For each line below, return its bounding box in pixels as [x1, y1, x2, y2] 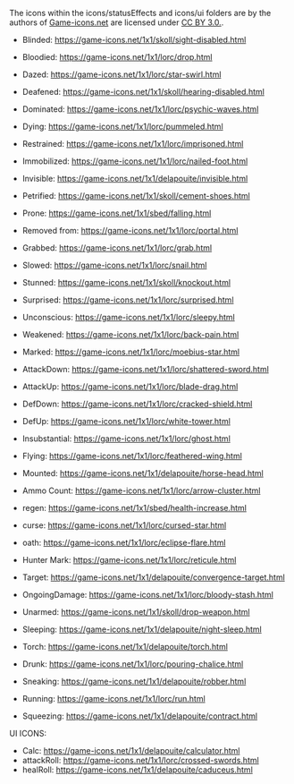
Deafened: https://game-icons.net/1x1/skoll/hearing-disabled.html [21, 87, 265, 97]
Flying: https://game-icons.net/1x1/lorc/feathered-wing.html [21, 451, 243, 461]
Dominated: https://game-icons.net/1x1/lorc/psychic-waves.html [21, 104, 259, 115]
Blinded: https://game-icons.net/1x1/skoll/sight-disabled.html [21, 35, 247, 45]
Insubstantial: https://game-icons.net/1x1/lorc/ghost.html [21, 433, 231, 444]
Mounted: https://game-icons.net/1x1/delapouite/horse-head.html [21, 468, 264, 478]
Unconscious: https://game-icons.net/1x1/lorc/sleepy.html [21, 312, 235, 322]
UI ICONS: [9, 729, 47, 738]
